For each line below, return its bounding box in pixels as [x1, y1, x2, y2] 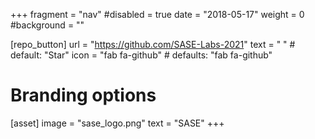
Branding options [10, 84, 157, 107]
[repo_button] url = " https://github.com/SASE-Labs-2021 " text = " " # [10, 39, 296, 50]
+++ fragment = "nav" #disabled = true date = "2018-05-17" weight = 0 [10, 9, 305, 20]
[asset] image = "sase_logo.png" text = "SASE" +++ [10, 117, 225, 129]
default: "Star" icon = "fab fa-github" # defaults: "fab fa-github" [10, 49, 273, 61]
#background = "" [10, 19, 85, 31]
